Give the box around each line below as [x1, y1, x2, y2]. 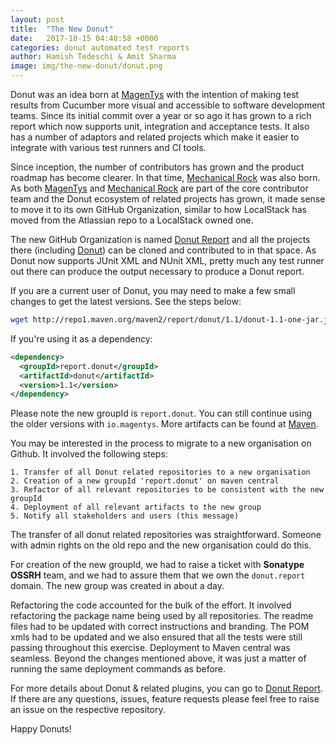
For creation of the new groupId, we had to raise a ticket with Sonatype [10, 559, 305, 571]
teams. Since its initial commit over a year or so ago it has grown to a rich [10, 110, 312, 121]
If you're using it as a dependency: [10, 332, 153, 345]
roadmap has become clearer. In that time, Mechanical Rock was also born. [10, 172, 321, 183]
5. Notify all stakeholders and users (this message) [10, 511, 240, 521]
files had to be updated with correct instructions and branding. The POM [10, 621, 310, 633]
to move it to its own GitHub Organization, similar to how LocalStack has [10, 204, 307, 215]
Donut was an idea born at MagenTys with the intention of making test [10, 89, 300, 100]
